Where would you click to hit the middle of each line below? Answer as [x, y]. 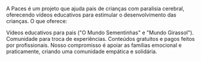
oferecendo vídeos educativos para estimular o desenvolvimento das [91, 15]
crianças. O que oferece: [37, 21]
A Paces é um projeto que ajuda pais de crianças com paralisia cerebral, [95, 9]
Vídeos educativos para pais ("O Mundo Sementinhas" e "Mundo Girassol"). [100, 33]
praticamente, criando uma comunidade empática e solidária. [82, 52]
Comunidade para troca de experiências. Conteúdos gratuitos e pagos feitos [100, 39]
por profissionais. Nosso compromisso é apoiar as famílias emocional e [94, 45]
